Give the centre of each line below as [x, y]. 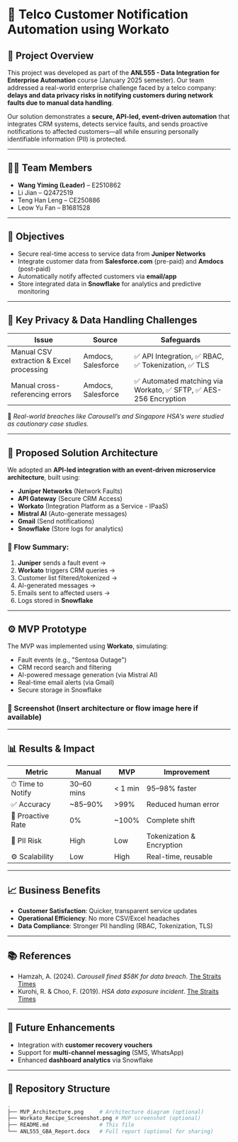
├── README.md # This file [71, 1125]
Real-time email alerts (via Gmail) [66, 682]
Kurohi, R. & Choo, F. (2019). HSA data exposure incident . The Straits [118, 992]
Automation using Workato [89, 29]
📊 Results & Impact [51, 749]
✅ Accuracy [31, 805]
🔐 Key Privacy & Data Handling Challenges [102, 321]
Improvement [187, 772]
